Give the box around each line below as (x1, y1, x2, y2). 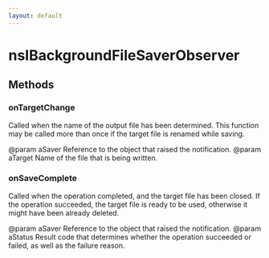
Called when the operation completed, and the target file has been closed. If (8, 191, 261, 200)
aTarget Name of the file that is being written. (8, 153, 158, 163)
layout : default (8, 11, 63, 20)
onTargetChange (8, 102, 75, 113)
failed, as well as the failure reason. (8, 240, 126, 250)
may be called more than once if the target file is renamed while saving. (8, 129, 245, 139)
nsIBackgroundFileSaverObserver (8, 46, 240, 64)
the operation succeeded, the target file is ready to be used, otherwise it (8, 200, 248, 209)
